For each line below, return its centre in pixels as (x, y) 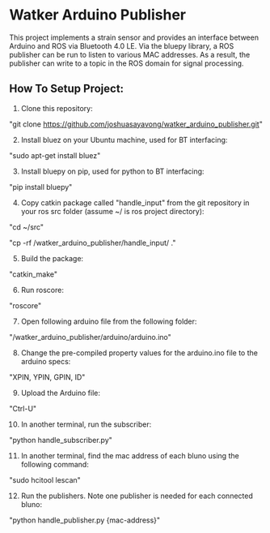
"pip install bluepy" (41, 187)
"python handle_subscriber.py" (61, 440)
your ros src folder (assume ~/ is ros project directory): (112, 211)
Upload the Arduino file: (60, 393)
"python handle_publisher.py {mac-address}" (85, 520)
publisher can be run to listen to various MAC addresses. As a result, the (130, 54)
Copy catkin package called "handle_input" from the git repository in (135, 202)
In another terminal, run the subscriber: (86, 424)
